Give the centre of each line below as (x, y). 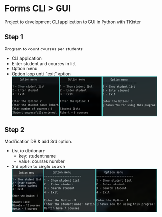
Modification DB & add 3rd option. (38, 141)
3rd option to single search (38, 166)
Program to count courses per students (44, 49)
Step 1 (14, 37)
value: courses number (42, 161)
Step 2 (15, 130)
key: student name (37, 156)
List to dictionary (28, 150)
